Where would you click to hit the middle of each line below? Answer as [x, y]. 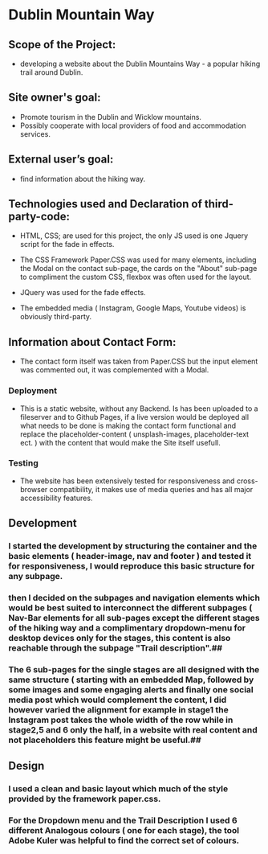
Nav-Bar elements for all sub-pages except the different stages [134, 618]
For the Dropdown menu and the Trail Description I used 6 [123, 820]
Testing [23, 463]
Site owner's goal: [55, 98]
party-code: [39, 217]
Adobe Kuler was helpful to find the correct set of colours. [124, 840]
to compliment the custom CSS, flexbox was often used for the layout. [136, 277]
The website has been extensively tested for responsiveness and [127, 481]
